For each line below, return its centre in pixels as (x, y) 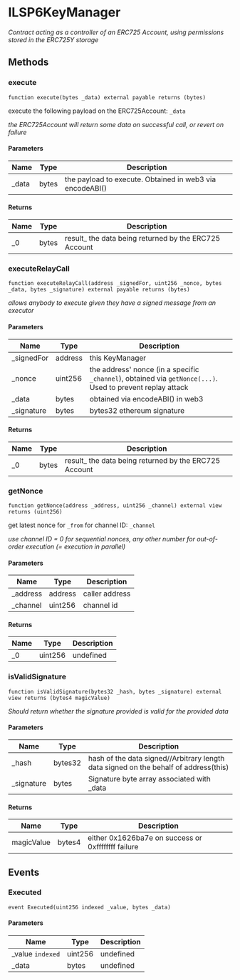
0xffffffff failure (113, 847)
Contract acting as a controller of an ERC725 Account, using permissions (116, 32)
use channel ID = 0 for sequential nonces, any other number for (101, 539)
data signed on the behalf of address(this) (158, 767)
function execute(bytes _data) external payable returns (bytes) (107, 97)
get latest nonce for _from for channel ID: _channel (82, 525)
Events (24, 872)
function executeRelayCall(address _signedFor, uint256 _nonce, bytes (115, 284)
